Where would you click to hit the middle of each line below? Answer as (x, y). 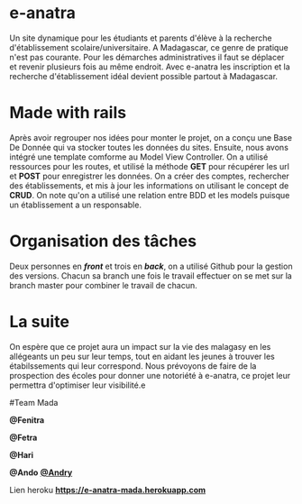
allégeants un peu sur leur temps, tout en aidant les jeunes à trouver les (142, 356)
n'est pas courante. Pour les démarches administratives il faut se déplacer (147, 57)
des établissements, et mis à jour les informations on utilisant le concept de (149, 185)
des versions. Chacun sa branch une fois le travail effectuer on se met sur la (151, 275)
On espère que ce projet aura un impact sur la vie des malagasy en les (140, 346)
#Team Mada (34, 402)
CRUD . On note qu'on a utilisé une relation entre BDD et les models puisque (150, 195)
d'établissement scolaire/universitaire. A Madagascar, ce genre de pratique (149, 47)
